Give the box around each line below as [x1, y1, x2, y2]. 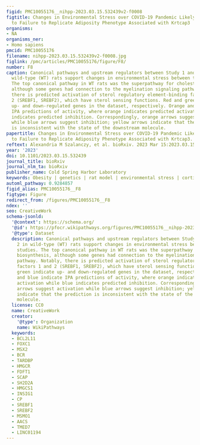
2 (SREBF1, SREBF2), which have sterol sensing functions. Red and [11, 97, 183, 103]
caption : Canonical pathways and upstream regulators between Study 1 [6, 70, 185, 76]
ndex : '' [6, 203, 28, 209]
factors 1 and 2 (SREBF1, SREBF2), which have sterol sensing [17, 263, 174, 270]
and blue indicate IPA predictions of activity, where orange [17, 275, 174, 281]
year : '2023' [6, 147, 39, 153]
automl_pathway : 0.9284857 [6, 181, 73, 186]
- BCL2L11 [11, 335, 36, 341]
